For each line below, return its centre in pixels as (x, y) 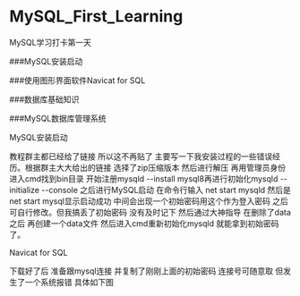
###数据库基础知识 (44, 99)
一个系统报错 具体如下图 (69, 282)
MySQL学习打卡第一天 (51, 42)
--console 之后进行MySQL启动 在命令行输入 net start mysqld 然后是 (166, 190)
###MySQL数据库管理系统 (58, 118)
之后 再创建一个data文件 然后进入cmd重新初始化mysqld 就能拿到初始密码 (144, 223)
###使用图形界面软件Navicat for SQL (77, 80)
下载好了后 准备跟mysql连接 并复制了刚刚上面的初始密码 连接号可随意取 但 (146, 271)
